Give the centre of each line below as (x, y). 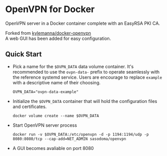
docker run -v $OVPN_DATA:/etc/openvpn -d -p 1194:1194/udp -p (81, 134)
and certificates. (30, 107)
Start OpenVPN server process (45, 125)
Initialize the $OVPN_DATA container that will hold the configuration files (85, 101)
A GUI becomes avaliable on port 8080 (53, 148)
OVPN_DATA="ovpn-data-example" (46, 92)
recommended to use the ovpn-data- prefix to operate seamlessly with (86, 72)
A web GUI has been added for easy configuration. (58, 38)
